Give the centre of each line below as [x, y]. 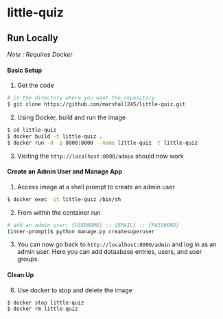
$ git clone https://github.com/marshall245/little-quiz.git [96, 104]
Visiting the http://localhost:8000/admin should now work [100, 156]
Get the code [36, 85]
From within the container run [59, 212]
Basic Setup [25, 70]
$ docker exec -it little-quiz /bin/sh [64, 199]
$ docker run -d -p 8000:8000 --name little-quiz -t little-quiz [102, 143]
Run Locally [33, 38]
